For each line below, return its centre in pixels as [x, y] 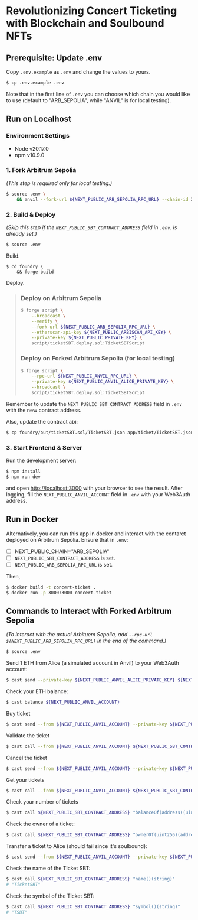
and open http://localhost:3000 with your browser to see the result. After [94, 488]
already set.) [22, 233]
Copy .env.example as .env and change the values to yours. [78, 72]
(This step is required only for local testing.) [59, 183]
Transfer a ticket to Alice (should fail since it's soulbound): [77, 846]
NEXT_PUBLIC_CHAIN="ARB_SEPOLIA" [62, 551]
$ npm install [24, 472]
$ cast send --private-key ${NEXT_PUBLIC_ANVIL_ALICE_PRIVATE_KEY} [91, 680]
